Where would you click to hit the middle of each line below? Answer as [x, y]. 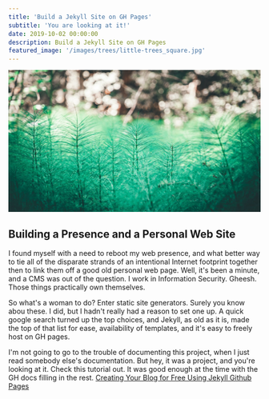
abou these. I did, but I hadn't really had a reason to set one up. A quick [126, 311]
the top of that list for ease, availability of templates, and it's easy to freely [130, 329]
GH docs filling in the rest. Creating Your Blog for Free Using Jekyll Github [130, 378]
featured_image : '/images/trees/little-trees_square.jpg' [107, 51]
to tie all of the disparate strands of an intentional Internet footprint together [133, 262]
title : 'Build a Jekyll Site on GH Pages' [80, 17]
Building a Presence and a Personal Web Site [122, 235]
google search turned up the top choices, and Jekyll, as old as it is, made [129, 320]
